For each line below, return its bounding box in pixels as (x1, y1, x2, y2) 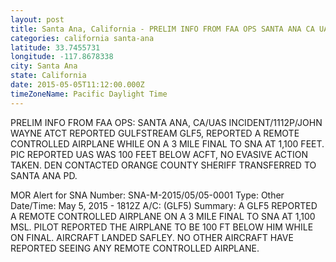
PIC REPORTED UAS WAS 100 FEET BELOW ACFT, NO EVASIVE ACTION (10, 148, 309, 160)
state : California (10, 71, 87, 81)
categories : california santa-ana (10, 33, 155, 43)
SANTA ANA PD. (10, 169, 78, 181)
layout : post (10, 14, 65, 25)
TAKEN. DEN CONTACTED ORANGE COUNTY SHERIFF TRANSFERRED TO (10, 159, 317, 171)
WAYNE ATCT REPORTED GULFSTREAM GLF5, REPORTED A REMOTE (10, 127, 300, 139)
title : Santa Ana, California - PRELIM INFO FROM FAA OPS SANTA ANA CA (10, 24, 315, 34)
